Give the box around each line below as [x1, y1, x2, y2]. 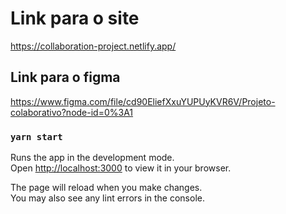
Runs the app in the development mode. [10, 152, 175, 164]
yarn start [10, 131, 63, 142]
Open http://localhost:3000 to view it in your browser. [10, 162, 232, 174]
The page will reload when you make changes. [10, 182, 203, 194]
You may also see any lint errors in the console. [10, 192, 205, 204]
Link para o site [10, 7, 140, 30]
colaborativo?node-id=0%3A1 [10, 106, 134, 118]
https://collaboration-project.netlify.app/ [10, 40, 177, 52]
